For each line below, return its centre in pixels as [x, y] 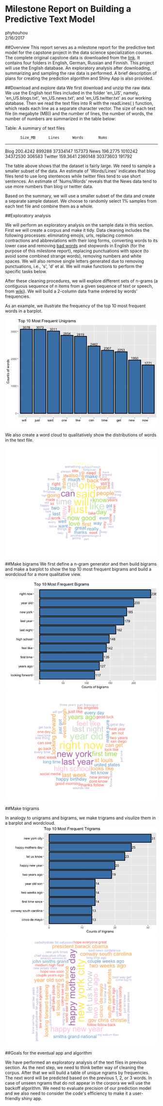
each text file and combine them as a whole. [49, 206]
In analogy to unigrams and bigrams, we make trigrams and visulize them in [81, 818]
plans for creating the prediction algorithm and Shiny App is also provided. [79, 78]
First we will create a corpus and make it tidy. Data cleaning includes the [77, 230]
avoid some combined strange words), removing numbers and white [73, 256]
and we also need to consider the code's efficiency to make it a [68, 1093]
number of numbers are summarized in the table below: [61, 119]
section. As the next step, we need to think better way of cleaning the [74, 1067]
